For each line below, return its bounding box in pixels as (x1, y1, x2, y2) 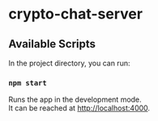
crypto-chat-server (8, 5, 143, 23)
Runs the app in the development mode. (8, 94, 142, 105)
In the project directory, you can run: (8, 58, 130, 68)
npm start (8, 78, 47, 87)
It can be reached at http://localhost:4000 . (8, 103, 151, 113)
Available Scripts (8, 37, 96, 51)
